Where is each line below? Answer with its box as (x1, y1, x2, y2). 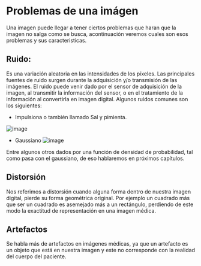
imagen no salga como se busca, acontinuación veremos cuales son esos (6, 30, 188, 37)
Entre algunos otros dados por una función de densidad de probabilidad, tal (6, 148, 193, 155)
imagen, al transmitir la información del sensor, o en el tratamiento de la (6, 89, 183, 96)
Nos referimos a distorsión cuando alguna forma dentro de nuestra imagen (6, 188, 191, 195)
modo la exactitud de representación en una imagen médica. (6, 207, 157, 214)
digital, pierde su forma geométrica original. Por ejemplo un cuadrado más (6, 194, 190, 201)
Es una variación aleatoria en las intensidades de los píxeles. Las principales (6, 70, 195, 77)
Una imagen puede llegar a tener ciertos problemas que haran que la (6, 24, 176, 31)
